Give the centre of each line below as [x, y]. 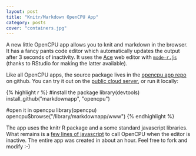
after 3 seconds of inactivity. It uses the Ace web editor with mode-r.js [92, 57]
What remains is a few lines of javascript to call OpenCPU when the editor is [98, 134]
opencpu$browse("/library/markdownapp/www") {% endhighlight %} [90, 117]
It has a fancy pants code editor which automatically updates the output [93, 51]
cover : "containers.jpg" [36, 28]
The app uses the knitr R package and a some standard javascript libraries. [97, 128]
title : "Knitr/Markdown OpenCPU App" [52, 17]
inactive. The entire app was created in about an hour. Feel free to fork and [97, 140]
